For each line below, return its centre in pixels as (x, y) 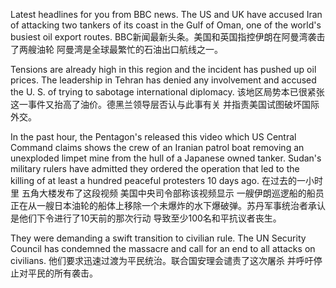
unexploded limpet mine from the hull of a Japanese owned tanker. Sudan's (166, 158)
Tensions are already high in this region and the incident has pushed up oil (163, 69)
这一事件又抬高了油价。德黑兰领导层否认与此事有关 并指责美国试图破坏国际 (165, 104)
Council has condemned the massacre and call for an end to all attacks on (163, 248)
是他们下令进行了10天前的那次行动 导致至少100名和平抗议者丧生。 (146, 218)
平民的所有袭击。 (62, 273)
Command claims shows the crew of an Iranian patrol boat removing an (157, 147)
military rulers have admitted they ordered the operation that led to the (155, 168)
